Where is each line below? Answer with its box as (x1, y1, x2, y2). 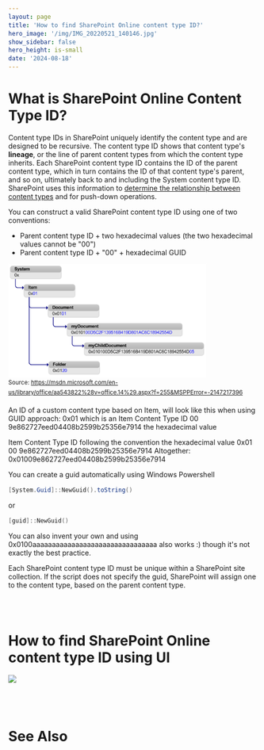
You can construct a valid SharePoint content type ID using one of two (8, 207, 238, 216)
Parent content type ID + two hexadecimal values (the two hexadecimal (19, 231, 254, 240)
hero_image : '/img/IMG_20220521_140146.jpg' (8, 29, 158, 37)
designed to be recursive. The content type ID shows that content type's (8, 141, 246, 151)
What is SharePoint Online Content (8, 90, 242, 108)
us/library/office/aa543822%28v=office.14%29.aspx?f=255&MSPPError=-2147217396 (8, 388, 243, 396)
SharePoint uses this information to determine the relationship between (8, 183, 241, 193)
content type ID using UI (8, 649, 170, 666)
